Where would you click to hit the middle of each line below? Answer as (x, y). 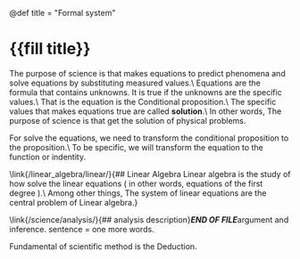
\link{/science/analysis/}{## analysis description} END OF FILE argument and (149, 219)
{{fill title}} (50, 49)
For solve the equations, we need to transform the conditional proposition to (149, 138)
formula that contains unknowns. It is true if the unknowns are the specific (146, 92)
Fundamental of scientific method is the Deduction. (104, 246)
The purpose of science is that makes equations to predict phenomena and (147, 73)
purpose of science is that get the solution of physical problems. (128, 120)
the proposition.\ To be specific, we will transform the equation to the (136, 147)
